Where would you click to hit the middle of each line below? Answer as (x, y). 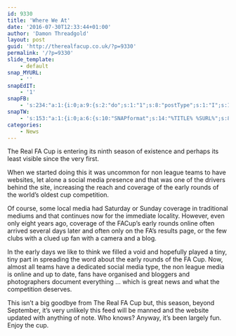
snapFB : (19, 99)
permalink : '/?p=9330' (40, 53)
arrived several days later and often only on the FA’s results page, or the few (117, 231)
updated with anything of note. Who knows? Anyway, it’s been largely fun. (114, 318)
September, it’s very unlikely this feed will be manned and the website (108, 311)
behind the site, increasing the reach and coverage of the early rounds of (113, 188)
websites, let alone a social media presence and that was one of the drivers (117, 180)
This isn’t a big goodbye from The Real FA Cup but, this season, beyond (111, 303)
